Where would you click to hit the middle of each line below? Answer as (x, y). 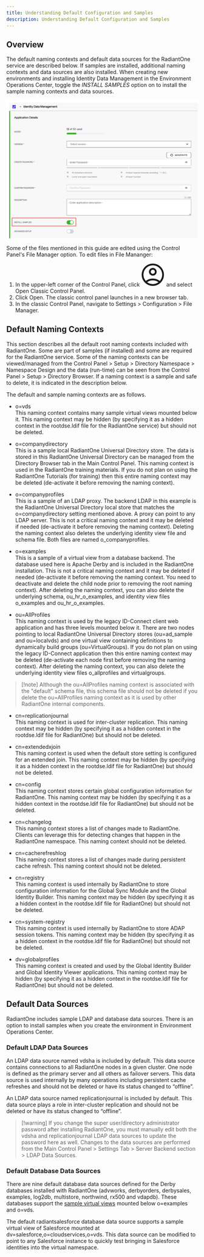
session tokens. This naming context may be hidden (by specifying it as (104, 935)
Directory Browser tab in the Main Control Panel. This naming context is (104, 463)
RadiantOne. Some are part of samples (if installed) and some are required (99, 350)
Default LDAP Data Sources (47, 1047)
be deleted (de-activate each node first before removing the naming (100, 659)
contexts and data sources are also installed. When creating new (87, 72)
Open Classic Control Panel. (50, 291)
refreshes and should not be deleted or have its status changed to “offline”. (100, 1086)
